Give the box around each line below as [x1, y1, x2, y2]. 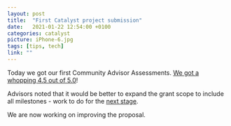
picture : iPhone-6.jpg [7, 36, 73, 43]
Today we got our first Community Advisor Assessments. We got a [7, 68, 199, 77]
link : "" [7, 50, 33, 57]
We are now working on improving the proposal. [7, 110, 146, 119]
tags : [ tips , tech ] [7, 43, 64, 50]
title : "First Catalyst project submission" [7, 17, 142, 24]
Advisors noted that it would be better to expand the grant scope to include [7, 89, 224, 98]
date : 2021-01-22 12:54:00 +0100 [7, 23, 111, 30]
